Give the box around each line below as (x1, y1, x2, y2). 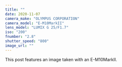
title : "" (5, 7, 25, 12)
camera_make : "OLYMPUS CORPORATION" (5, 16, 80, 21)
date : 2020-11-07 (5, 12, 41, 17)
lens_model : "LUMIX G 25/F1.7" (5, 25, 69, 30)
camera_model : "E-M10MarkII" (5, 20, 64, 26)
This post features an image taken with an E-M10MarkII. (5, 56, 117, 62)
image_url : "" (5, 43, 34, 48)
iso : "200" (5, 30, 27, 34)
